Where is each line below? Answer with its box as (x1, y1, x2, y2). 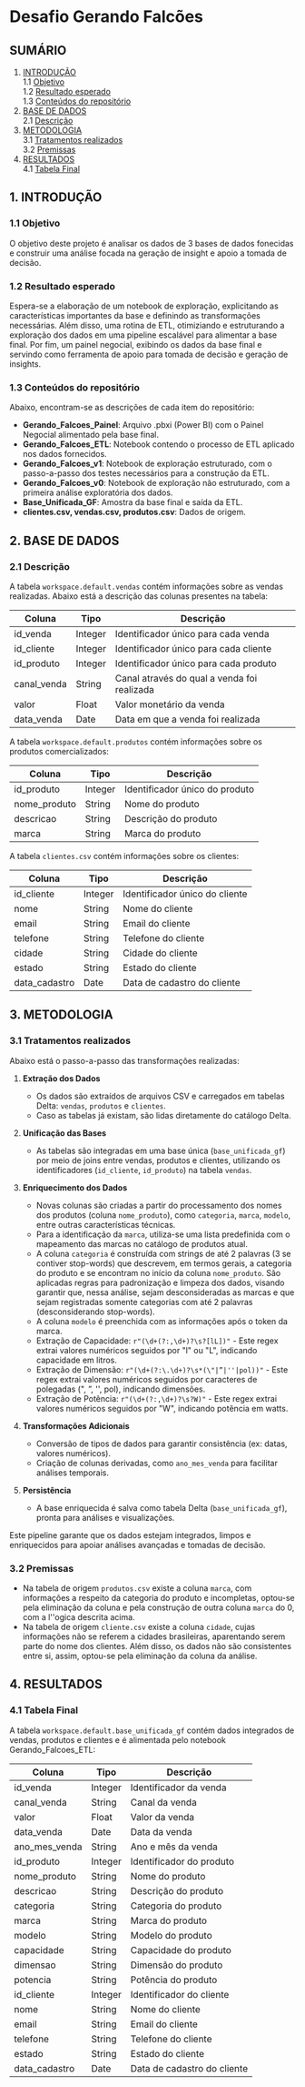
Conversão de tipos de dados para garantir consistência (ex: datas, (35, 1438, 288, 1449)
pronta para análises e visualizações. (35, 1512, 175, 1523)
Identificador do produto (130, 1855, 234, 1868)
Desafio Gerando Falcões (9, 6, 204, 27)
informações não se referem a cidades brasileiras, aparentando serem (22, 1631, 286, 1642)
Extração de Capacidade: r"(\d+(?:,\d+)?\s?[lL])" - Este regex (35, 1335, 279, 1346)
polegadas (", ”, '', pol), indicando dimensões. (35, 1383, 206, 1394)
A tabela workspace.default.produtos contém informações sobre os (9, 735, 263, 747)
